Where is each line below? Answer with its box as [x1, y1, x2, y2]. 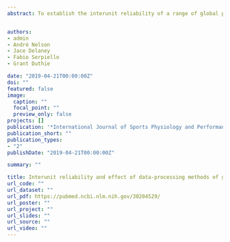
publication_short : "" [7, 130, 72, 137]
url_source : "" [7, 219, 51, 226]
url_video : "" [7, 225, 48, 232]
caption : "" [13, 98, 48, 105]
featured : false [7, 85, 53, 93]
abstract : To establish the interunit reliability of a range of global [7, 10, 219, 17]
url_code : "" [7, 180, 44, 187]
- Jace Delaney [7, 47, 51, 55]
